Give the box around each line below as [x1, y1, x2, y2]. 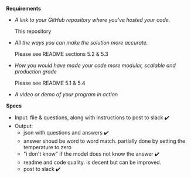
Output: [14, 123, 33, 129]
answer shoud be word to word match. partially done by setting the [23, 137, 186, 145]
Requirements [6, 5, 42, 12]
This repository [14, 28, 52, 35]
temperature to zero [23, 144, 72, 150]
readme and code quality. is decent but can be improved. [23, 159, 162, 166]
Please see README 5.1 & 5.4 [14, 79, 86, 86]
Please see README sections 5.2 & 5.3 [14, 51, 108, 58]
